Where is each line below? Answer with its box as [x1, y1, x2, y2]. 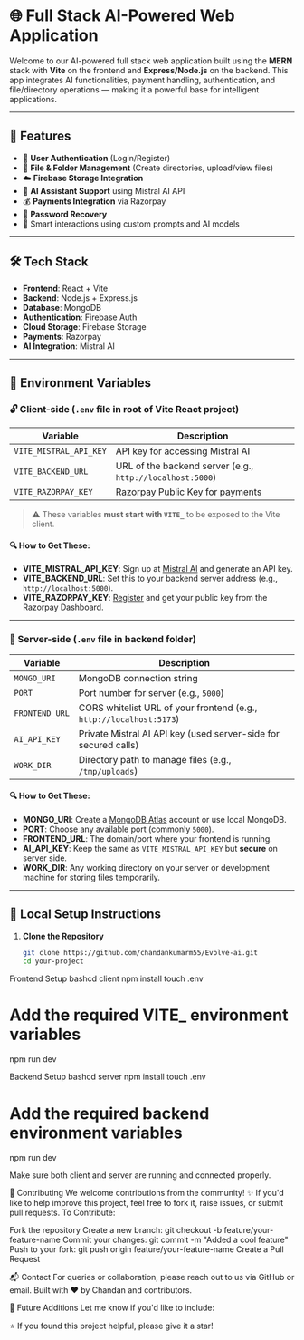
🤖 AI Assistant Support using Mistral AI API [22, 185, 185, 196]
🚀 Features [9, 129, 71, 144]
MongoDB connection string [78, 671, 198, 684]
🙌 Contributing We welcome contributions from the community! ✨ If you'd [9, 1188, 285, 1199]
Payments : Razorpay [22, 331, 102, 342]
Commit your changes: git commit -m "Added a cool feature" [62, 1234, 290, 1246]
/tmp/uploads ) [78, 765, 138, 777]
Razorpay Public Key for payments [115, 486, 262, 498]
